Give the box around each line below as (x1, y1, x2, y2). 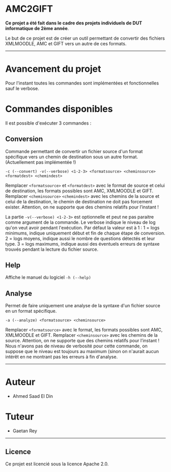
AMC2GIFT (5, 3, 53, 15)
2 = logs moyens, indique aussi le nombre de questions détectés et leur (5, 235, 155, 242)
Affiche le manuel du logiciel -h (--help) (5, 274, 92, 280)
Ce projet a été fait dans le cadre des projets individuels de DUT (5, 20, 142, 26)
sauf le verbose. (5, 85, 39, 92)
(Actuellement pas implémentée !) (5, 159, 76, 165)
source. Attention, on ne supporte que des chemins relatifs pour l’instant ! (5, 338, 160, 344)
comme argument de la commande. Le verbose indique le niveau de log (5, 219, 156, 225)
